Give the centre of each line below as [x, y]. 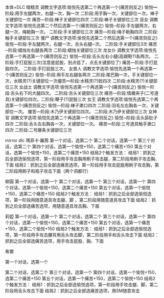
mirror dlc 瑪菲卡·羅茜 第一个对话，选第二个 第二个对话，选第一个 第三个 [78, 140]
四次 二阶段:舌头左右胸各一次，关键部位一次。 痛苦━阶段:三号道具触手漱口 [80, 124]
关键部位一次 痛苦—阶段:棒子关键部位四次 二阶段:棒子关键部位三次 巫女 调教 [82, 19]
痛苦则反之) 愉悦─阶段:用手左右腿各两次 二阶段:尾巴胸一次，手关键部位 [82, 75]
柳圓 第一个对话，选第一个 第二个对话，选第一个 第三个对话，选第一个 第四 [80, 181]
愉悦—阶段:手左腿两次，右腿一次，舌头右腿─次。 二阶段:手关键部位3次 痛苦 [81, 44]
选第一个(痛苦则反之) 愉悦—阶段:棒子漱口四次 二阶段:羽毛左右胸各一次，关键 [82, 105]
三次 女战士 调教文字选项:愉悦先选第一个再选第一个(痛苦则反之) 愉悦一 [80, 87]
